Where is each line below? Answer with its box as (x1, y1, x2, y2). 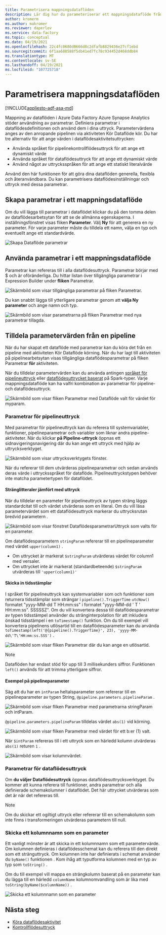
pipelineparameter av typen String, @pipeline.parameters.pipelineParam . (5, 694, 155, 700)
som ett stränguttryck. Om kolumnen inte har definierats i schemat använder (5, 851, 161, 857)
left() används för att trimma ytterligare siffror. (5, 667, 102, 672)
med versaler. (12, 558, 41, 564)
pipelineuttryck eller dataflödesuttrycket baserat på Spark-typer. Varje (5, 375, 148, 381)
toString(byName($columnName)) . (5, 881, 72, 887)
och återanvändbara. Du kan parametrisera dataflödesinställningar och (5, 176, 149, 182)
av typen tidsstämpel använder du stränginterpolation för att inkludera (5, 612, 148, 618)
